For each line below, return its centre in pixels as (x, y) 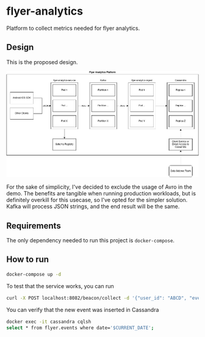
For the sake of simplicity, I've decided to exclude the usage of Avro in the (99, 187)
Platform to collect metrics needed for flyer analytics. (73, 28)
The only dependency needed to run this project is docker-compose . (91, 240)
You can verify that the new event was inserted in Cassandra (83, 310)
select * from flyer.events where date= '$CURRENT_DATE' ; (80, 328)
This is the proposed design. (42, 62)
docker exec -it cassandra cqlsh (49, 322)
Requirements (34, 226)
